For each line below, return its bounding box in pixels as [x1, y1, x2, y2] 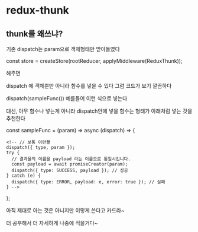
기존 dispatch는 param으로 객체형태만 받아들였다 [6, 46, 120, 52]
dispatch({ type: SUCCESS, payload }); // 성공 [11, 167, 128, 173]
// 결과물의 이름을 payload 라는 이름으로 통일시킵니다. [11, 156, 131, 162]
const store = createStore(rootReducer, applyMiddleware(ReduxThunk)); [6, 58, 183, 64]
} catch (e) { [6, 173, 41, 179]
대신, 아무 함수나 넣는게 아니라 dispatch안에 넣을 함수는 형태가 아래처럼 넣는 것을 [6, 107, 193, 115]
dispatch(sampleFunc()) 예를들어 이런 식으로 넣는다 [6, 95, 128, 101]
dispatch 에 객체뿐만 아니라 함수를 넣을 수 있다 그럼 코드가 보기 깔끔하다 [6, 82, 172, 89]
